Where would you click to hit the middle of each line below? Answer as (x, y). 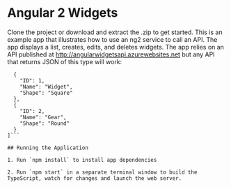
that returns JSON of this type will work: (65, 61)
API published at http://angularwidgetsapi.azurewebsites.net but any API (111, 54)
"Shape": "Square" (46, 93)
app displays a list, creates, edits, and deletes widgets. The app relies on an (116, 47)
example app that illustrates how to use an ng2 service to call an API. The (112, 39)
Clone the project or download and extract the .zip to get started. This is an (115, 32)
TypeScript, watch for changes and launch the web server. (95, 178)
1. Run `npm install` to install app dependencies (82, 160)
